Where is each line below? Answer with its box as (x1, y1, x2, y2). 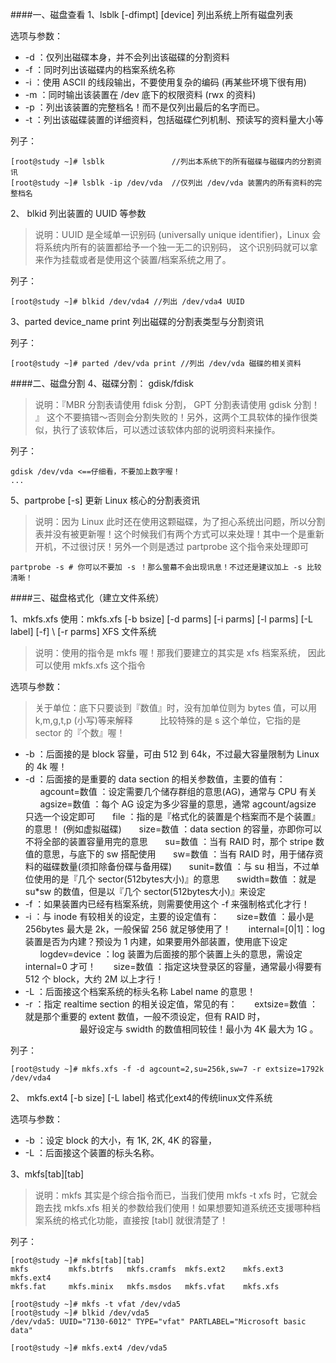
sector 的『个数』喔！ (34, 727, 126, 738)
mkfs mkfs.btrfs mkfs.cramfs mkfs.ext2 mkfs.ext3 (10, 1264, 284, 1274)
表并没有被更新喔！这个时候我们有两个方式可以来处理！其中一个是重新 (34, 528, 325, 540)
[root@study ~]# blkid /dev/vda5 (10, 1308, 150, 1318)
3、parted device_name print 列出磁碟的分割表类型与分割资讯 (10, 316, 265, 327)
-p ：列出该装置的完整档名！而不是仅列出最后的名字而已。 (24, 101, 265, 113)
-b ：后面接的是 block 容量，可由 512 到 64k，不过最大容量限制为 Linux (24, 748, 320, 760)
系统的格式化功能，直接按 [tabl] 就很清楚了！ (43, 1214, 229, 1226)
